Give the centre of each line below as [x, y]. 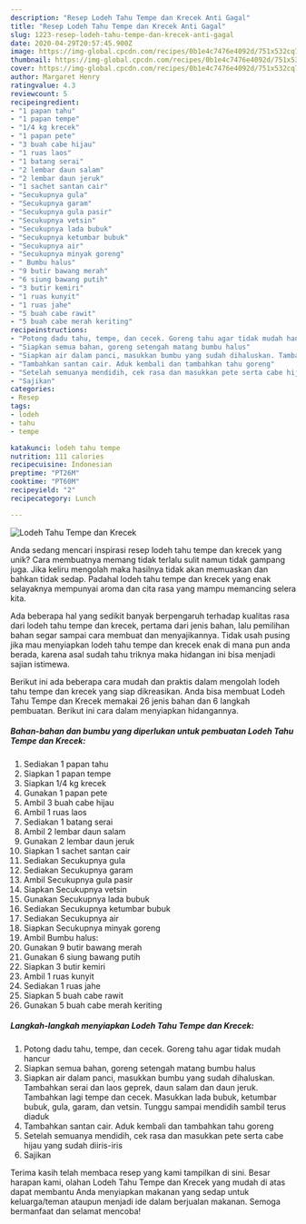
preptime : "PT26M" [45, 473]
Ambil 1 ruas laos [55, 812]
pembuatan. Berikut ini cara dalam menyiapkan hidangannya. [124, 710]
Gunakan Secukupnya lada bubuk [87, 899]
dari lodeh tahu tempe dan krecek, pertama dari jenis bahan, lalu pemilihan [150, 625]
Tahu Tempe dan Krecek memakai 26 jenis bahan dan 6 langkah [130, 701]
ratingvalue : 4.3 [43, 85]
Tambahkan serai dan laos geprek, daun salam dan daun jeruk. [141, 1087]
